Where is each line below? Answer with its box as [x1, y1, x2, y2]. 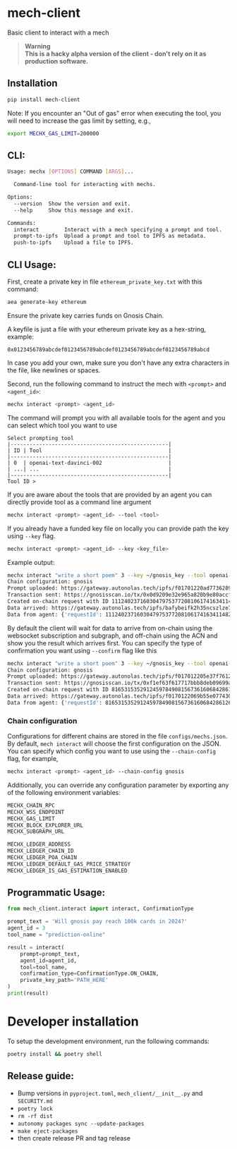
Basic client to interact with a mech [7, 28, 109, 37]
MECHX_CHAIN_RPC [7, 802, 55, 809]
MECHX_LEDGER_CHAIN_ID [7, 848, 74, 855]
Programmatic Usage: [7, 887, 106, 899]
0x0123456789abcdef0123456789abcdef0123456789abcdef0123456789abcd [7, 346, 210, 353]
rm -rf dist [17, 1112, 53, 1119]
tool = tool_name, [20, 963, 68, 971]
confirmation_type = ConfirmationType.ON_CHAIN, [20, 970, 159, 978]
